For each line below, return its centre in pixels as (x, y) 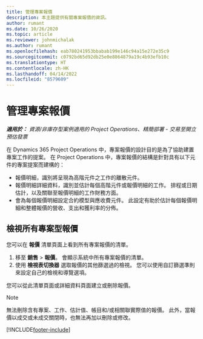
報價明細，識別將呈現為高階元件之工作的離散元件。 (79, 178)
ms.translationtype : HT (36, 62)
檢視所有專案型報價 (42, 229)
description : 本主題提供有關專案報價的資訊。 (58, 18)
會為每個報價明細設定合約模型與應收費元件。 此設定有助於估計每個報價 (103, 200)
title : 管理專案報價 (29, 12)
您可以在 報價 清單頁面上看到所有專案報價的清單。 (69, 244)
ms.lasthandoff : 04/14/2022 (42, 74)
